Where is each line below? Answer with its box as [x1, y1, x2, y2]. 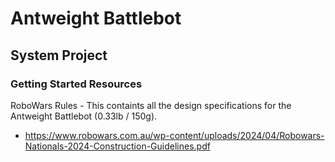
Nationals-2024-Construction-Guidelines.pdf [24, 140, 211, 152]
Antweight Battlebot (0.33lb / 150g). [10, 110, 158, 122]
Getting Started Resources [10, 77, 143, 91]
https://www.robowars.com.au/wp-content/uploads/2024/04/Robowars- [24, 129, 325, 141]
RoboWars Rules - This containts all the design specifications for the [10, 99, 292, 111]
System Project [10, 47, 108, 64]
